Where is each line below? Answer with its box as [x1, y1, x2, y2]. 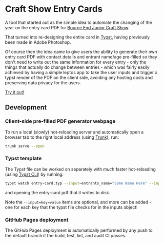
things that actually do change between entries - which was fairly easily [5, 64, 150, 70]
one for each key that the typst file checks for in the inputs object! [5, 204, 138, 210]
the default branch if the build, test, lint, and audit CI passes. [5, 232, 127, 238]
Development [5, 103, 47, 112]
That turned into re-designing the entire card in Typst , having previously [5, 34, 150, 40]
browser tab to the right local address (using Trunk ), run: [5, 134, 119, 140]
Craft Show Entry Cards [5, 3, 102, 15]
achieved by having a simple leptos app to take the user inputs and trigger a [5, 69, 158, 75]
